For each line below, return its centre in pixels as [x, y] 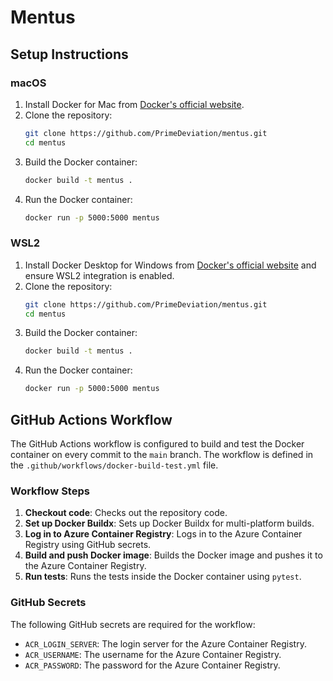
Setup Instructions [69, 54]
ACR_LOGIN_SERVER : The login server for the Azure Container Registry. [165, 643]
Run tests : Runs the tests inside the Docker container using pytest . [163, 577]
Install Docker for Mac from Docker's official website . [134, 104]
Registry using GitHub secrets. [88, 545]
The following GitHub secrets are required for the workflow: [133, 624]
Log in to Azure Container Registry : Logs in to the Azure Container [163, 534]
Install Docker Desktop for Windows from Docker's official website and [170, 265]
